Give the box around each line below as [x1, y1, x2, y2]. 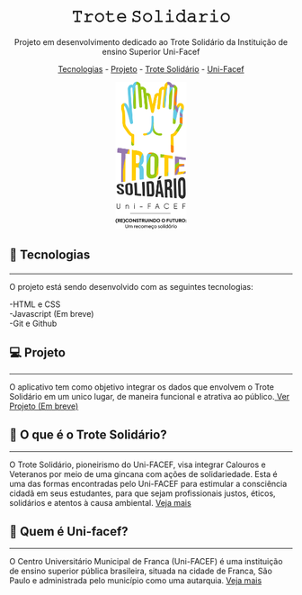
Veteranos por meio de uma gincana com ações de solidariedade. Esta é [9, 469, 279, 480]
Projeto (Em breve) [9, 401, 79, 411]
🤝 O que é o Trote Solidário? [9, 427, 168, 442]
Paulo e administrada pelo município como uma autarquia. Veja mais [9, 575, 262, 586]
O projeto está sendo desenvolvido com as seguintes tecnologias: [9, 281, 253, 292]
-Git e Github [9, 318, 58, 329]
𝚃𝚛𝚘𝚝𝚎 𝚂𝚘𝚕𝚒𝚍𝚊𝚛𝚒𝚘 [71, 6, 231, 27]
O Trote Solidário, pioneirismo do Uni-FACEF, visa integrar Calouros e [9, 459, 267, 470]
